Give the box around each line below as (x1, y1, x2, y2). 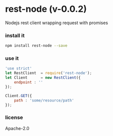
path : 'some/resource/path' (14, 98, 74, 103)
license (5, 114, 23, 121)
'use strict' (5, 66, 32, 71)
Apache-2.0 (5, 125, 30, 131)
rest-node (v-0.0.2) (5, 3, 87, 15)
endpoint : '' (14, 80, 43, 85)
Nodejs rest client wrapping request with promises (5, 20, 108, 26)
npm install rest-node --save (5, 43, 68, 48)
